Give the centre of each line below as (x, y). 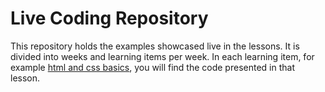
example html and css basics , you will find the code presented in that (152, 67)
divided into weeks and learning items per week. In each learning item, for (162, 56)
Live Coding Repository (109, 18)
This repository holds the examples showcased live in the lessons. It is (155, 46)
